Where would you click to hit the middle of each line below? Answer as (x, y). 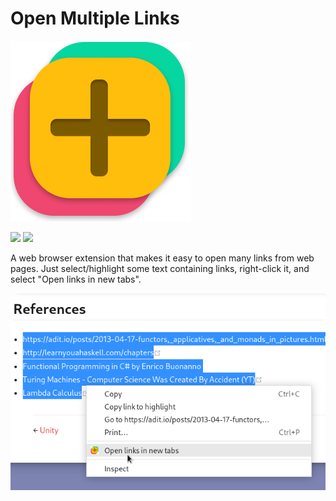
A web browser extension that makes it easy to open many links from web (162, 258)
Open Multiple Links (95, 18)
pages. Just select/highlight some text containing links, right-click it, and (160, 268)
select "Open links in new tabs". (76, 279)
